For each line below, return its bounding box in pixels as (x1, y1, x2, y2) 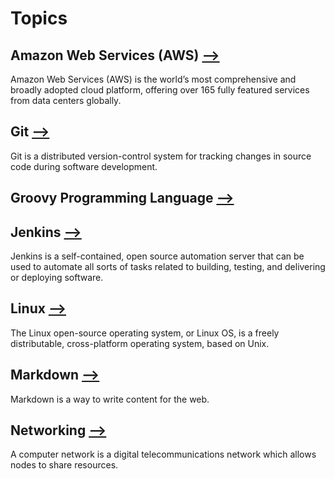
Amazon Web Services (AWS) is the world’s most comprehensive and (10, 73, 297, 85)
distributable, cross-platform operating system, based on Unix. (10, 337, 270, 349)
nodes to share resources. (10, 459, 119, 471)
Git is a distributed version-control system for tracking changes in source (10, 150, 312, 162)
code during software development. (10, 160, 158, 172)
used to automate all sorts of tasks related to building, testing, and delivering (10, 261, 326, 273)
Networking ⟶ (10, 422, 107, 439)
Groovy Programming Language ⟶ (10, 190, 235, 207)
